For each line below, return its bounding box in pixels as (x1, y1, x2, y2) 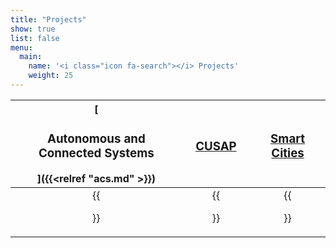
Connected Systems (38, 146, 155, 161)
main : (19, 52, 43, 62)
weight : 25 (28, 71, 74, 81)
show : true (10, 24, 56, 34)
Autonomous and (46, 131, 146, 147)
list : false (10, 33, 60, 43)
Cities (271, 146, 305, 161)
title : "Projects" (10, 14, 87, 25)
